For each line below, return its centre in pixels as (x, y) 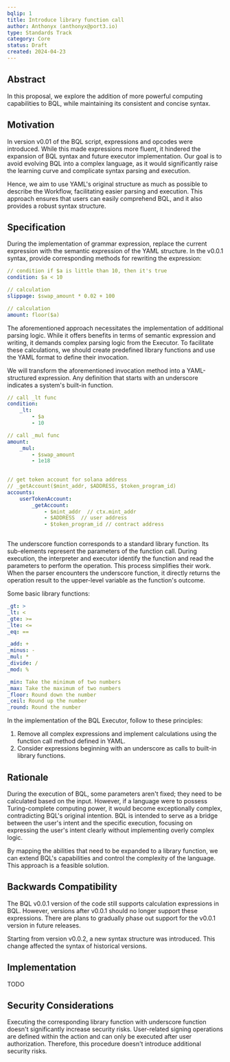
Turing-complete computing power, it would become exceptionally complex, (115, 808)
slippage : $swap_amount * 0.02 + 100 (61, 296)
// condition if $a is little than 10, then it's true (87, 271)
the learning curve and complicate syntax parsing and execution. (99, 170)
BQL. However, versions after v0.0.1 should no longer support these (102, 910)
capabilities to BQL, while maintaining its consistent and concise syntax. (109, 103)
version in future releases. (44, 925)
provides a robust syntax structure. (57, 206)
